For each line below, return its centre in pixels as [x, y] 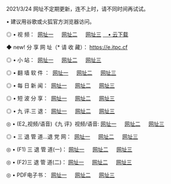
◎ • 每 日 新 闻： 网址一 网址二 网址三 [61, 85]
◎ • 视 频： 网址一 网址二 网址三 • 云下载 [67, 34]
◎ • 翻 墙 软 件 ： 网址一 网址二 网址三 [61, 73]
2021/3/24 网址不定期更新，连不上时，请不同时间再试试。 [77, 9]
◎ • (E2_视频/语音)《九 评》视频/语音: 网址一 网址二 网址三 [85, 124]
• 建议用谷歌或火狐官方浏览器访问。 [50, 22]
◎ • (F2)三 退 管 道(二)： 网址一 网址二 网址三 [69, 162]
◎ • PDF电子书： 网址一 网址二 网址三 [61, 175]
